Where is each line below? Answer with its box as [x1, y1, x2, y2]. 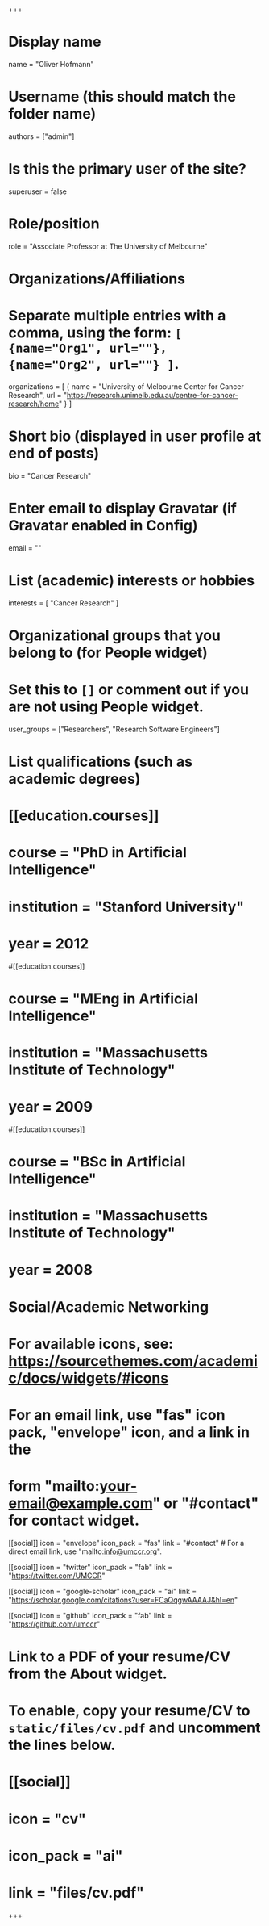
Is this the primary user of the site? [8, 160, 247, 178]
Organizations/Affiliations [8, 270, 186, 287]
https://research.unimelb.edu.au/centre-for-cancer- [67, 390, 239, 400]
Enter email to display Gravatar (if [8, 500, 238, 517]
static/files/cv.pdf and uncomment [8, 1719, 261, 1737]
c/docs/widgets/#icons [8, 1369, 169, 1387]
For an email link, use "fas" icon [8, 1405, 226, 1424]
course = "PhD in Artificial [8, 844, 188, 862]
